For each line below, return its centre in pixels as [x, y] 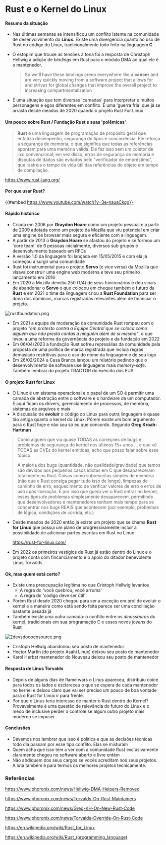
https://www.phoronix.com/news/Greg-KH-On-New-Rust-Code [70, 808]
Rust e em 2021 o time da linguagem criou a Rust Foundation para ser [84, 293]
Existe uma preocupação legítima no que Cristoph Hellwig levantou [81, 585]
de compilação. [33, 170]
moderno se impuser [34, 716]
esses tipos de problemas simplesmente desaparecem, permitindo [85, 497]
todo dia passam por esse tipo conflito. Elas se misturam [70, 744]
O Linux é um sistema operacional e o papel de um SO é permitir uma [83, 393]
